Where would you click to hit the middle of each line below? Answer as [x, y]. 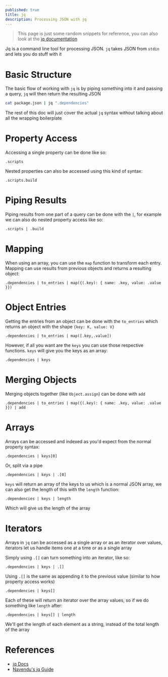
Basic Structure [39, 74]
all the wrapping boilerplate [34, 118]
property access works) [30, 582]
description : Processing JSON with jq [46, 19]
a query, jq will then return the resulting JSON [53, 94]
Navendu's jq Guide [33, 669]
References [30, 650]
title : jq [16, 15]
